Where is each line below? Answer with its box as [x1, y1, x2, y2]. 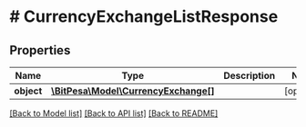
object [14, 84, 43, 97]
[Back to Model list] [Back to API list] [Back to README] [9, 108, 219, 119]
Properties [9, 43, 71, 58]
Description [223, 70, 276, 82]
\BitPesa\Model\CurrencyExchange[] [51, 84, 215, 97]
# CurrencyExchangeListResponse [9, 6, 279, 27]
